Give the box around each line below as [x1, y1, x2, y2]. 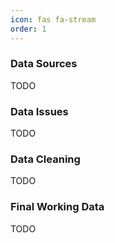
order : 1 [10, 24, 47, 34]
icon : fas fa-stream [10, 14, 97, 25]
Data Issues [10, 104, 69, 118]
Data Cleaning [10, 152, 81, 166]
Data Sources [10, 57, 78, 71]
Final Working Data [10, 200, 105, 214]
